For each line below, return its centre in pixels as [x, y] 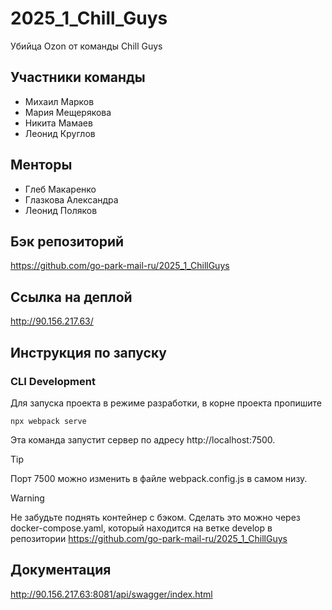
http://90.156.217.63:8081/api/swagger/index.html [111, 594]
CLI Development [53, 381]
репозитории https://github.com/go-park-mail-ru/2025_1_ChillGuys [149, 538]
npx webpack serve [48, 421]
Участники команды [78, 77]
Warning [27, 498]
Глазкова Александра [71, 199]
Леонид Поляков [61, 210]
